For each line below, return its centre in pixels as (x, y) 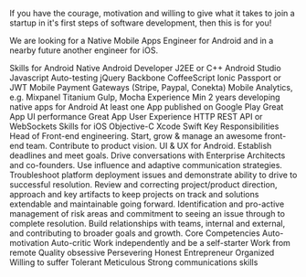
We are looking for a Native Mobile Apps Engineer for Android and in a (142, 41)
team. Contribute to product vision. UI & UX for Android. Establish (149, 146)
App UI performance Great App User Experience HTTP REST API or (136, 117)
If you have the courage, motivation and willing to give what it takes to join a (152, 13)
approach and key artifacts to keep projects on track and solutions (134, 194)
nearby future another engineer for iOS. (84, 50)
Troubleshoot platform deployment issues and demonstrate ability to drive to (153, 175)
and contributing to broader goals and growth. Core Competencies (135, 233)
